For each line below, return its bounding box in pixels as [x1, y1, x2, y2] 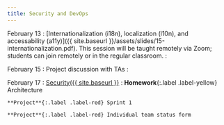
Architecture [7, 85, 43, 94]
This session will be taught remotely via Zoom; [79, 44, 212, 52]
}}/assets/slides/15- [109, 36, 166, 45]
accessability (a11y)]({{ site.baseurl [7, 36, 108, 45]
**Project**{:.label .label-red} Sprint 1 [7, 99, 132, 106]
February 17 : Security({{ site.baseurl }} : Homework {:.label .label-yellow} [7, 78, 218, 87]
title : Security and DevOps [7, 10, 89, 17]
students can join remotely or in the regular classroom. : [7, 51, 168, 60]
